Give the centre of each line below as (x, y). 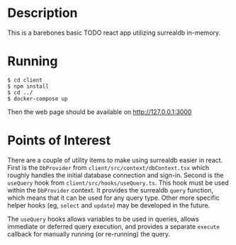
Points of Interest (59, 141)
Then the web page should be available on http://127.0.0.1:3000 (100, 112)
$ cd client (25, 80)
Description (43, 13)
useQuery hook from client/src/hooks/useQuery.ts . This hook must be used (118, 183)
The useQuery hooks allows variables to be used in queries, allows (103, 219)
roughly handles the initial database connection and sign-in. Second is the (116, 175)
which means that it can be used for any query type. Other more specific (113, 198)
